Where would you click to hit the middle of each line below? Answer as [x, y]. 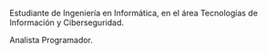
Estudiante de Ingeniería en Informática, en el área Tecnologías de [133, 13]
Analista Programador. [51, 40]
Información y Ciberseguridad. [67, 22]
